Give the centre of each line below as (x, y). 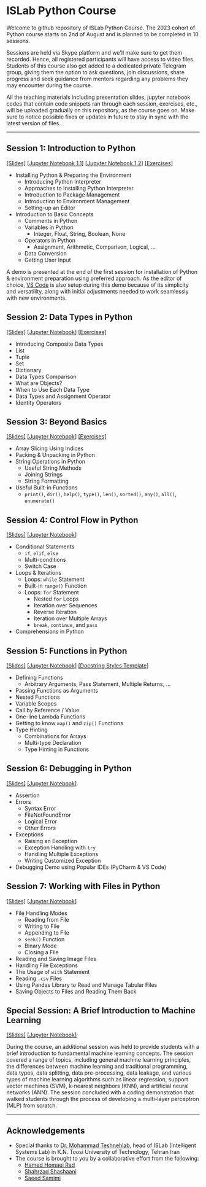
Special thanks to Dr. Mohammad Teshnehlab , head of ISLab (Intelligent (105, 1145)
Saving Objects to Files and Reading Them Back (76, 991)
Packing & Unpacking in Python (55, 455)
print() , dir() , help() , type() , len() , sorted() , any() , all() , (101, 494)
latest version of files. (34, 123)
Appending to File (47, 932)
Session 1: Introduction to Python (71, 148)
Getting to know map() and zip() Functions (69, 723)
